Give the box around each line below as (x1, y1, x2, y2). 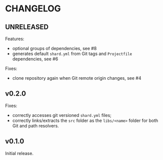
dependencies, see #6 (12, 56, 58, 62)
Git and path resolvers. (12, 122, 59, 129)
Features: (5, 36, 25, 42)
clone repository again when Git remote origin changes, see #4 (12, 75, 142, 81)
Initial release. (5, 150, 34, 156)
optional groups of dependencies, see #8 (12, 46, 97, 51)
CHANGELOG (5, 3, 61, 14)
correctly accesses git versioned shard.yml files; (12, 112, 111, 118)
